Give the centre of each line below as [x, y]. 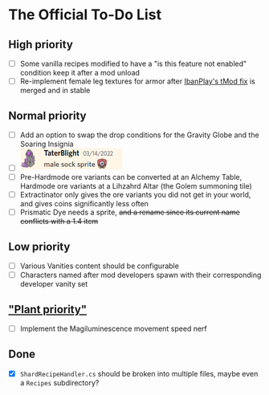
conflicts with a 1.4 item [59, 222]
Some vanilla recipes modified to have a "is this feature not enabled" [133, 63]
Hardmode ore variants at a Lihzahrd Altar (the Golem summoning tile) [136, 186]
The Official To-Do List [85, 15]
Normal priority [47, 115]
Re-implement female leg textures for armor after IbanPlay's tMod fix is [137, 81]
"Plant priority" [47, 309]
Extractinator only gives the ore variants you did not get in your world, [135, 195]
